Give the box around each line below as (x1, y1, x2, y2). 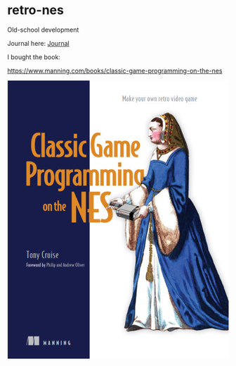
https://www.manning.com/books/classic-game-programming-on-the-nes (7, 66, 223, 75)
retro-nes (7, 2, 65, 18)
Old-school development (7, 25, 79, 34)
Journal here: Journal (7, 39, 70, 47)
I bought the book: (7, 52, 61, 61)
